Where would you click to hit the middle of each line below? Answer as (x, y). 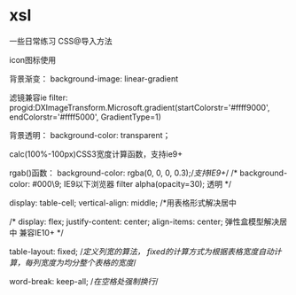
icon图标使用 (33, 59)
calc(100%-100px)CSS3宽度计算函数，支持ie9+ (96, 154)
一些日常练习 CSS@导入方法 (61, 41)
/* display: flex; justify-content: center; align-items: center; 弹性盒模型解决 (144, 221)
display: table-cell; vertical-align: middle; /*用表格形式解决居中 (123, 202)
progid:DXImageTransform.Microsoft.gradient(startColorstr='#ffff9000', (140, 107)
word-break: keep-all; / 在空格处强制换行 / (84, 281)
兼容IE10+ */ (41, 232)
